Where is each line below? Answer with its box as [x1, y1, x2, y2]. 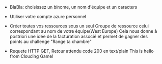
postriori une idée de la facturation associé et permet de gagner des [9, 34, 148, 39]
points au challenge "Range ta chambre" [9, 39, 92, 44]
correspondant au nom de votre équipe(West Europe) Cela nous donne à [9, 28, 157, 34]
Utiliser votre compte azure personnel [9, 14, 87, 19]
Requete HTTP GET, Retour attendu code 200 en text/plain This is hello [9, 48, 154, 54]
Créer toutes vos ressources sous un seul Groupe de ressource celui [9, 23, 149, 29]
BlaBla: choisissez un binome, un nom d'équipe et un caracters [9, 4, 137, 10]
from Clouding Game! [9, 53, 54, 59]
